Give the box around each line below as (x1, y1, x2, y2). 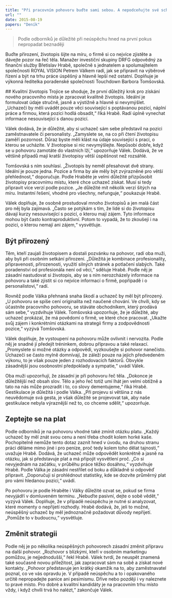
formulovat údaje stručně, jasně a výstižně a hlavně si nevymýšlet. (5, 99, 145, 106)
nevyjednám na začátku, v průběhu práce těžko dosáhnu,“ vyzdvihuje (5, 461, 153, 467)
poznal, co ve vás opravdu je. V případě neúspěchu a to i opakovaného (5, 570, 155, 576)
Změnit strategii (5, 529, 57, 539)
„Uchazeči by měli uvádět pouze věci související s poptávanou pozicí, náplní (5, 105, 166, 111)
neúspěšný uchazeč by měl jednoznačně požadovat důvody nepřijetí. (5, 509, 152, 515)
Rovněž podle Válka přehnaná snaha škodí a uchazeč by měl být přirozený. (5, 293, 163, 299)
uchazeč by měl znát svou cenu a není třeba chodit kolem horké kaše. (5, 434, 153, 440)
